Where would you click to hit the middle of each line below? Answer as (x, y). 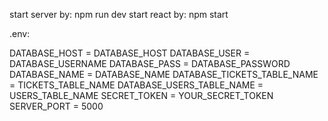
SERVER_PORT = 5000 (56, 106)
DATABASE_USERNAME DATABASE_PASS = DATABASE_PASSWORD (150, 63)
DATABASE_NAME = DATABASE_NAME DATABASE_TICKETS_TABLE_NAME (164, 74)
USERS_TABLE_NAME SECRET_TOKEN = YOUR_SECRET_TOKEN (141, 95)
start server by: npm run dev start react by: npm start (119, 14)
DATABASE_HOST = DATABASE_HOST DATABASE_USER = (130, 53)
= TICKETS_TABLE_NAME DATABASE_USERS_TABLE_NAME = (136, 85)
